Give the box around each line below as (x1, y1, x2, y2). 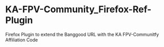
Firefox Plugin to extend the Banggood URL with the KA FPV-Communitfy (5, 31, 159, 37)
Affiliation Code (5, 37, 38, 43)
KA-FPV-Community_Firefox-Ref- (5, 4, 152, 15)
